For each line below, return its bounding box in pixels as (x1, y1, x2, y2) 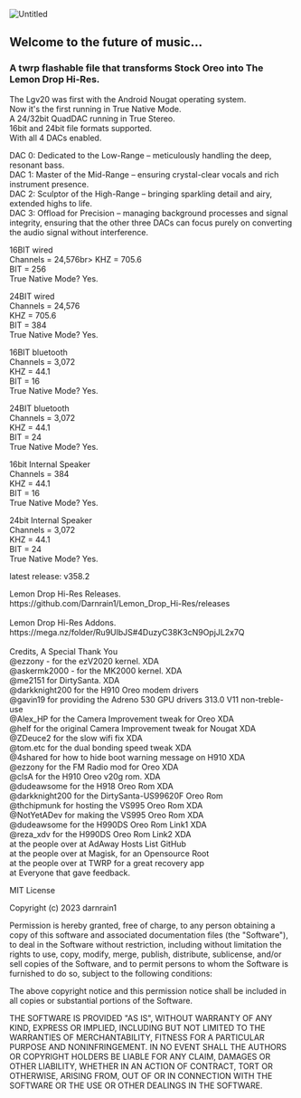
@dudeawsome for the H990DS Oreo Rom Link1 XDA (9, 819, 208, 830)
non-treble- (240, 693, 285, 705)
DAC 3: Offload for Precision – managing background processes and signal (9, 207, 288, 218)
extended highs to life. (9, 197, 93, 208)
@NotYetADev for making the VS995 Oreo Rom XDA (9, 809, 204, 820)
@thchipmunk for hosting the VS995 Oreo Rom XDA (9, 799, 203, 810)
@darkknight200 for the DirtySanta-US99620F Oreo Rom (9, 790, 223, 801)
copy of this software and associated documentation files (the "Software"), (9, 929, 289, 940)
